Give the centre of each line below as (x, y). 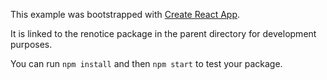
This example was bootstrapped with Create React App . (125, 14)
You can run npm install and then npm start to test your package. (146, 63)
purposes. (31, 44)
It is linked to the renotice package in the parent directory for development (163, 33)
